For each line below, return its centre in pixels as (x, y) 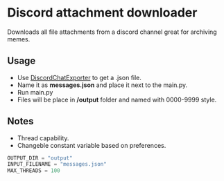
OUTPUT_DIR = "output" (40, 158)
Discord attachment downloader (102, 13)
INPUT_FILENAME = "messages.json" (57, 164)
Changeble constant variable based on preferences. (92, 145)
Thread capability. (43, 138)
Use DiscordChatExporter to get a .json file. (79, 77)
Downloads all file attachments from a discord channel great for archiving (112, 32)
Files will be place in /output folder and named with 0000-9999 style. (117, 99)
